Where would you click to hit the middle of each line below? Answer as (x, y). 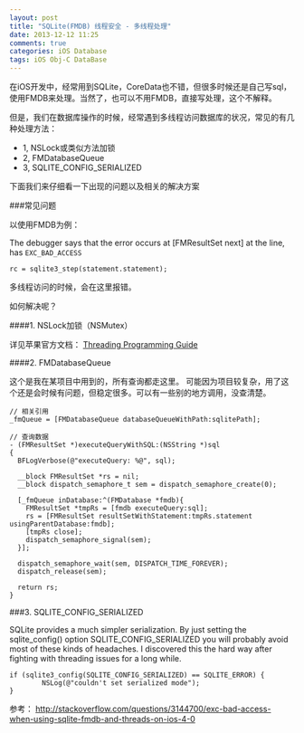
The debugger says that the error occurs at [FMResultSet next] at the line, (147, 243)
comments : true (38, 43)
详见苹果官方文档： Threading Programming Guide (104, 344)
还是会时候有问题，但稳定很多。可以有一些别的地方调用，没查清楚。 (144, 393)
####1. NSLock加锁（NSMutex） (71, 325)
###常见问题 (33, 205)
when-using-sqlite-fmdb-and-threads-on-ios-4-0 (103, 719)
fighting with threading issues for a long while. (96, 658)
